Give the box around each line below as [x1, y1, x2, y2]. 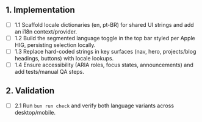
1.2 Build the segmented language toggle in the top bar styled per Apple [14, 34, 196, 41]
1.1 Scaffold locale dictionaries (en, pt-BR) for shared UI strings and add [14, 21, 194, 28]
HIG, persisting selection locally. [14, 41, 96, 48]
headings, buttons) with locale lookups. [14, 55, 114, 62]
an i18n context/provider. [14, 27, 78, 35]
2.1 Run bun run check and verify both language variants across [14, 102, 175, 109]
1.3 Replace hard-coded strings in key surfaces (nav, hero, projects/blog [14, 48, 197, 55]
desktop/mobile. [14, 109, 56, 116]
